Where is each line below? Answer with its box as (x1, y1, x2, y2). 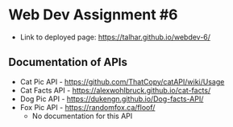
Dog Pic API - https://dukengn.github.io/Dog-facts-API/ (19, 94, 204, 104)
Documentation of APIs (8, 55, 127, 69)
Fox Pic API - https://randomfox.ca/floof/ (19, 102, 156, 112)
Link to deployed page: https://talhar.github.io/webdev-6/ (19, 32, 211, 42)
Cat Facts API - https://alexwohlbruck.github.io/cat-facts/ (19, 85, 211, 95)
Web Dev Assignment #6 (8, 6, 178, 24)
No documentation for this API (31, 111, 133, 121)
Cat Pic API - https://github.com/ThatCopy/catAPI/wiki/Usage (19, 76, 225, 86)
